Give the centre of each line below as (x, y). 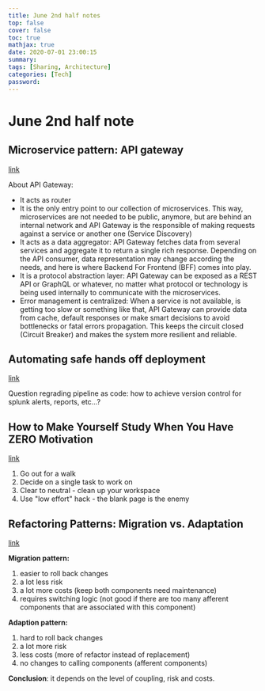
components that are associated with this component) (108, 607)
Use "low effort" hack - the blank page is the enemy (104, 499)
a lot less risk (41, 582)
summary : (23, 60)
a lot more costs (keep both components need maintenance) (118, 590)
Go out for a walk (48, 474)
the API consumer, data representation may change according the (127, 259)
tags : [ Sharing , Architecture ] (60, 67)
